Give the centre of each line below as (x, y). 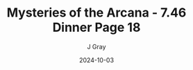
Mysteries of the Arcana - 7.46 (96, 13)
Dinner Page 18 (96, 27)
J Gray (96, 46)
